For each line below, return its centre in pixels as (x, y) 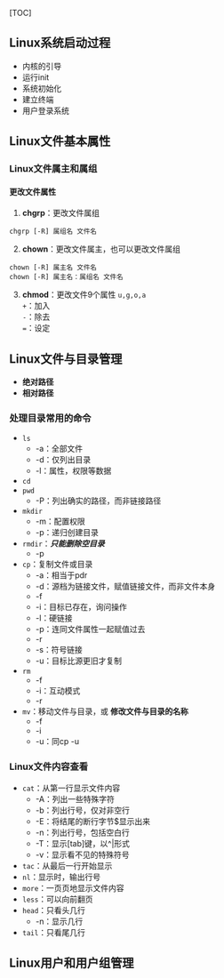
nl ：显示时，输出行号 (61, 877)
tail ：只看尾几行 (54, 932)
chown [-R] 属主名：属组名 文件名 (66, 277)
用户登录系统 (45, 110)
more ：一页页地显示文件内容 (73, 887)
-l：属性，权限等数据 (73, 471)
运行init (36, 77)
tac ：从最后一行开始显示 (67, 865)
